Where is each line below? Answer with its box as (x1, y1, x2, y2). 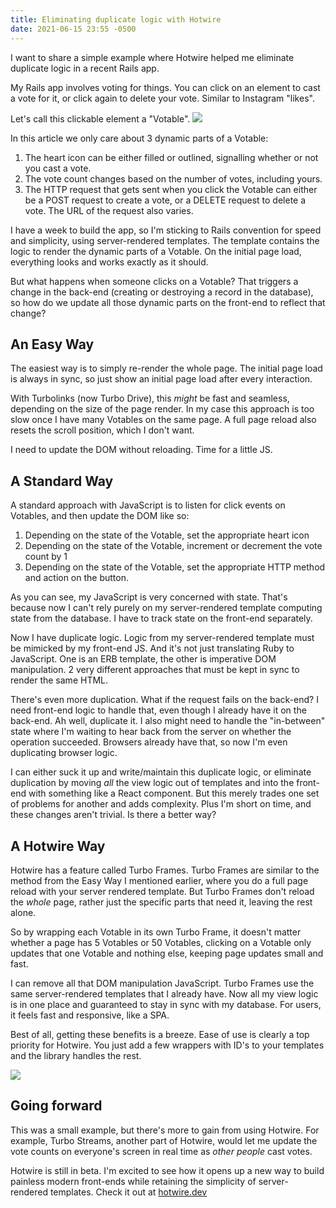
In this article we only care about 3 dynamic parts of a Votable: (10, 132, 269, 144)
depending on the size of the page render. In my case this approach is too (10, 403, 315, 415)
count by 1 (24, 551, 68, 563)
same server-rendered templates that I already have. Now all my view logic (10, 987, 319, 1000)
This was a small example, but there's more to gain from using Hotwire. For (10, 1124, 320, 1136)
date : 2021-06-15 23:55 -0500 (10, 24, 137, 34)
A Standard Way (10, 472, 114, 490)
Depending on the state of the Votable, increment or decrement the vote (24, 540, 323, 552)
